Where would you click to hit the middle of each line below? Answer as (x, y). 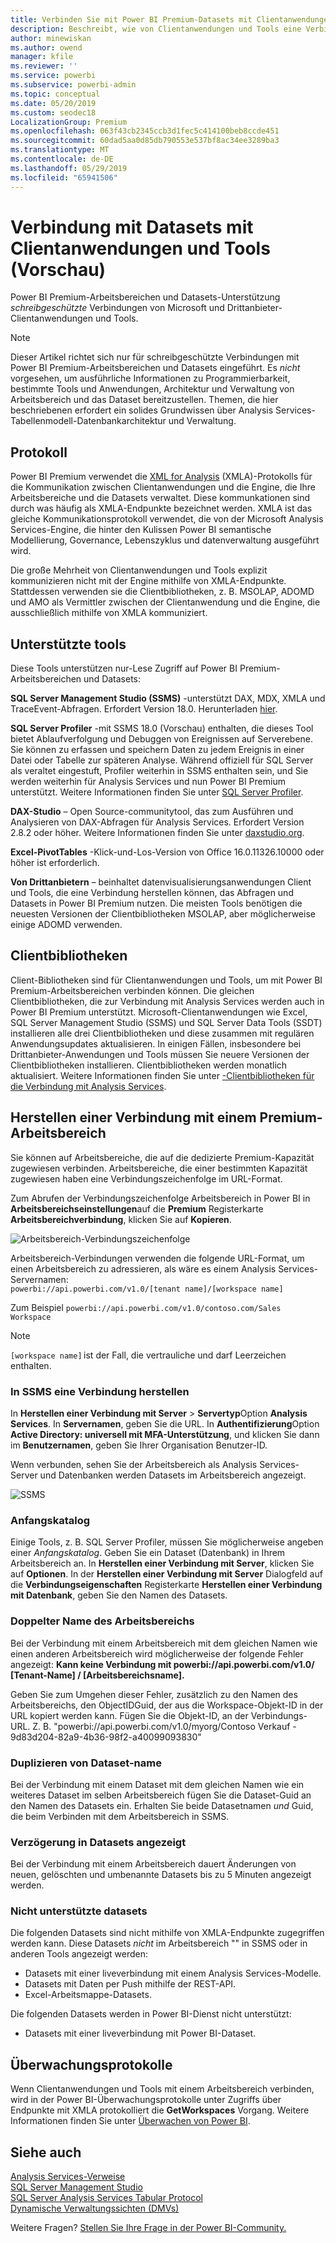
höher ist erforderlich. (55, 863)
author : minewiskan (51, 38)
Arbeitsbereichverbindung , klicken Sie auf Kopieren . (121, 1219)
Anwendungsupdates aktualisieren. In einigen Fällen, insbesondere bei (156, 1043)
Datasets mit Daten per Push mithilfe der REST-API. (130, 1984)
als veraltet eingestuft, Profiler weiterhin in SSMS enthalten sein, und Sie (159, 771)
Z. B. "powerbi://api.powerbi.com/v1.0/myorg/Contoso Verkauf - (164, 1726)
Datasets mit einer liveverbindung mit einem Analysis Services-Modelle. (173, 1973)
